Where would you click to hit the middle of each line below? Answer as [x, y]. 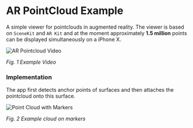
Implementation [29, 77]
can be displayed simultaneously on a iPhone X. [64, 39]
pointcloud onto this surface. [41, 96]
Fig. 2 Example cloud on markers [46, 119]
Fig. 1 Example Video [31, 62]
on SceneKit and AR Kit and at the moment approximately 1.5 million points [96, 33]
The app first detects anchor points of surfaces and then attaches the [90, 90]
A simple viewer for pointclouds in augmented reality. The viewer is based [95, 27]
